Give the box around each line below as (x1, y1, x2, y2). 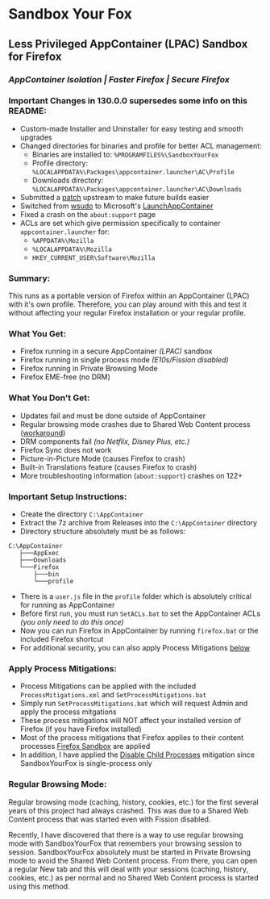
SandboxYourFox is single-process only (19, 759, 152, 768)
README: (8, 106, 47, 117)
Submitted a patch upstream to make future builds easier (19, 192, 210, 202)
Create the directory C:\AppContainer (19, 509, 143, 519)
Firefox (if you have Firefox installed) (19, 724, 143, 734)
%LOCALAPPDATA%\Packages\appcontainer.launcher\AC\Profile (31, 168, 235, 176)
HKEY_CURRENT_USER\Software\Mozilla (31, 253, 156, 262)
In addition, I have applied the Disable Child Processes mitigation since (19, 750, 255, 759)
